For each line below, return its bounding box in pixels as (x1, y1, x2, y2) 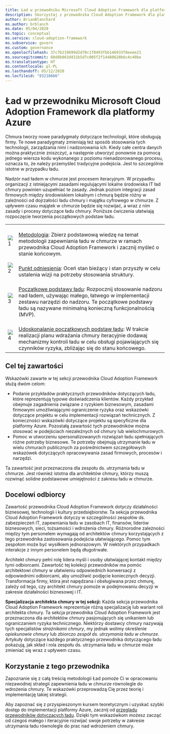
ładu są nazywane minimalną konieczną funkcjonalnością (18, 305, 155, 312)
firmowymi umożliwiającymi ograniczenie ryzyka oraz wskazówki (12, 407, 149, 413)
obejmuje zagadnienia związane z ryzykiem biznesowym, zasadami (12, 401, 154, 407)
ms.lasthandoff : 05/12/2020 (5, 69, 65, 74)
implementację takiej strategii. (5, 691, 68, 698)
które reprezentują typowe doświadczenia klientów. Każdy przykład (12, 396, 153, 402)
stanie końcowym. (18, 250, 62, 257)
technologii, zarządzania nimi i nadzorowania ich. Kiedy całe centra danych (5, 144, 162, 150)
